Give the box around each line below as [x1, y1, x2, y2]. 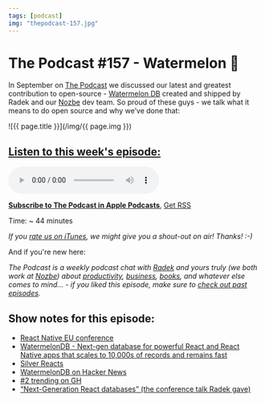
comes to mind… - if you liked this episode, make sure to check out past [8, 280, 247, 289]
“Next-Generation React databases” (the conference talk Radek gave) [19, 384, 251, 394]
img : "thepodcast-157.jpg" [8, 19, 99, 27]
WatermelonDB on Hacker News [19, 367, 127, 377]
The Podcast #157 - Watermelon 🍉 [8, 54, 239, 72]
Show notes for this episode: [8, 311, 155, 326]
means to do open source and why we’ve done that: [8, 106, 181, 116]
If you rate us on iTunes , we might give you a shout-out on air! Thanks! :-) [8, 232, 253, 241]
